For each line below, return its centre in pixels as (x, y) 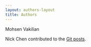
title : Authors (21, 15)
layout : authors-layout (30, 10)
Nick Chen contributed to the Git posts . (46, 39)
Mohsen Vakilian (22, 29)
